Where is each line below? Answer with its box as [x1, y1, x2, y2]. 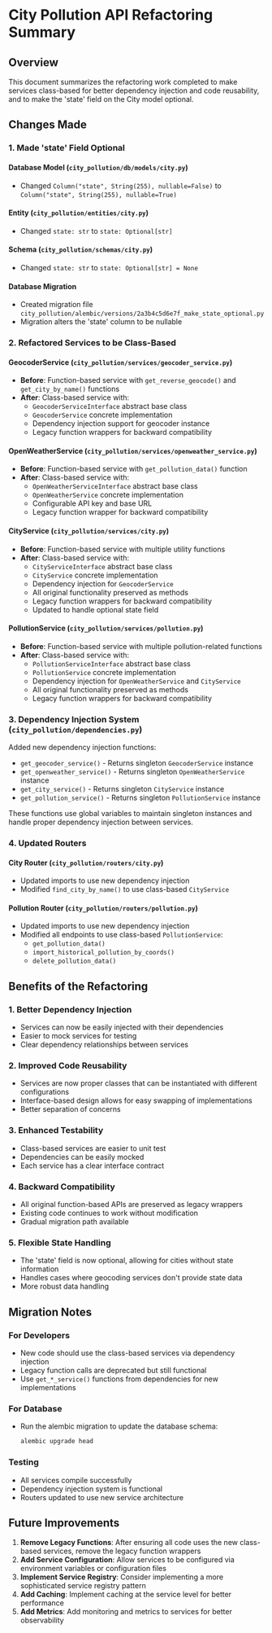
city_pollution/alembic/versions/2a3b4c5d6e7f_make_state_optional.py [19, 309, 265, 318]
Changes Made [8, 118, 87, 132]
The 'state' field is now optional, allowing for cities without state [19, 1256, 234, 1266]
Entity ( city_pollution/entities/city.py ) [8, 208, 149, 217]
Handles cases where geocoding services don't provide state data [19, 1273, 243, 1283]
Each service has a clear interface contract [19, 1161, 165, 1170]
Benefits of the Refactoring [8, 979, 149, 993]
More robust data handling [19, 1281, 110, 1292]
